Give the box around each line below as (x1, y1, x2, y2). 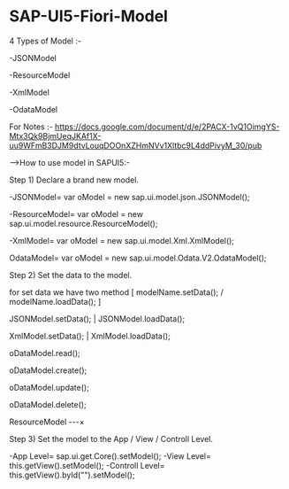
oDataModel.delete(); (9, 399, 87, 409)
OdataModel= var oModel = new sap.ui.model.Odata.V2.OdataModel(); (9, 252, 267, 263)
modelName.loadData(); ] (9, 296, 102, 307)
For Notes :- (9, 121, 53, 132)
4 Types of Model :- (9, 35, 82, 46)
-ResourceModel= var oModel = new (9, 208, 144, 219)
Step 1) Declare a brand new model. (9, 175, 140, 185)
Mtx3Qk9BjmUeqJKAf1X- (9, 130, 102, 141)
